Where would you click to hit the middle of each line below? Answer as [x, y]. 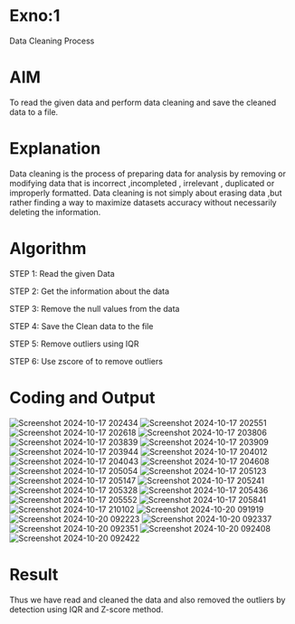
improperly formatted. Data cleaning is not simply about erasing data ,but [146, 193]
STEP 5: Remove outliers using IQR [74, 344]
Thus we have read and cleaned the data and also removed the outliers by [147, 600]
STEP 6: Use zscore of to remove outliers [86, 361]
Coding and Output [82, 397]
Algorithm [48, 249]
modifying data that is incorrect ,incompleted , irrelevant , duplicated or [142, 183]
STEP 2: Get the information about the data [90, 291]
